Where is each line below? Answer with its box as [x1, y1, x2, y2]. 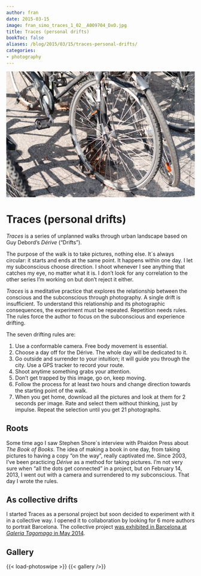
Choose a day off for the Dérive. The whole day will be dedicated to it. [14, 348, 188, 356]
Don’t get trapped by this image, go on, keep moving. [14, 374, 147, 381]
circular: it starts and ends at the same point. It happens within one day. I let [6, 256, 193, 263]
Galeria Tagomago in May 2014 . [6, 530, 86, 537]
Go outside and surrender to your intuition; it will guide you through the [14, 355, 190, 362]
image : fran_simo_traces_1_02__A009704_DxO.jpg [6, 22, 127, 28]
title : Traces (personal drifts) [6, 29, 90, 35]
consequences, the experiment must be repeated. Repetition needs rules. [6, 306, 187, 314]
